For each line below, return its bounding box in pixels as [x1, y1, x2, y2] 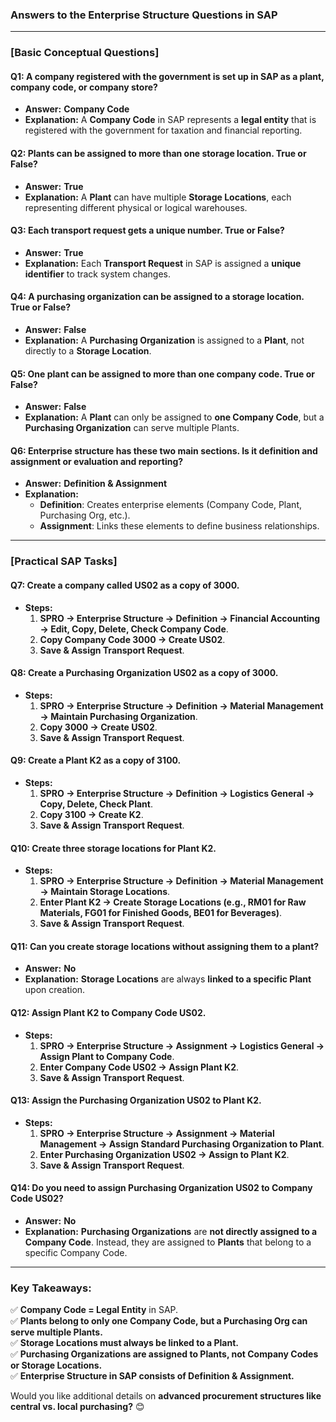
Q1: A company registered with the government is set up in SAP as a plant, [10, 70, 325, 82]
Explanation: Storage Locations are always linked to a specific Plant [24, 973, 312, 985]
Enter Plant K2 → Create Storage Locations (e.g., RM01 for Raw [39, 896, 307, 908]
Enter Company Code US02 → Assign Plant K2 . [39, 1061, 240, 1073]
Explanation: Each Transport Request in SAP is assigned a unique [24, 257, 302, 269]
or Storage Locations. [10, 1359, 103, 1372]
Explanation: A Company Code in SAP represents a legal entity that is [24, 114, 317, 126]
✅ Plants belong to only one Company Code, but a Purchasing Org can [10, 1315, 308, 1327]
